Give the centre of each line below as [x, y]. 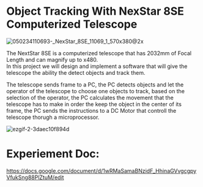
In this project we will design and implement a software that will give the [97, 66]
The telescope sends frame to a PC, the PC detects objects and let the [95, 85]
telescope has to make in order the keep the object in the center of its [94, 104]
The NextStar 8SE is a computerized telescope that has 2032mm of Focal [99, 53]
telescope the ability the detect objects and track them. [76, 72]
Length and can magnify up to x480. [52, 59]
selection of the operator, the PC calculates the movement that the [90, 97]
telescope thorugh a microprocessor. [53, 117]
